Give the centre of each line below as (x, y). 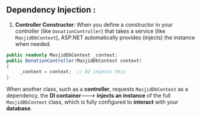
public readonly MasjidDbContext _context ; (62, 55)
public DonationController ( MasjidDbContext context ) (74, 61)
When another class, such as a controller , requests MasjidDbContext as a (97, 89)
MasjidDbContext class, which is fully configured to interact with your (92, 102)
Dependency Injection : (51, 10)
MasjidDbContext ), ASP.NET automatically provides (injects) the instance (105, 37)
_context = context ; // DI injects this (73, 72)
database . (19, 109)
